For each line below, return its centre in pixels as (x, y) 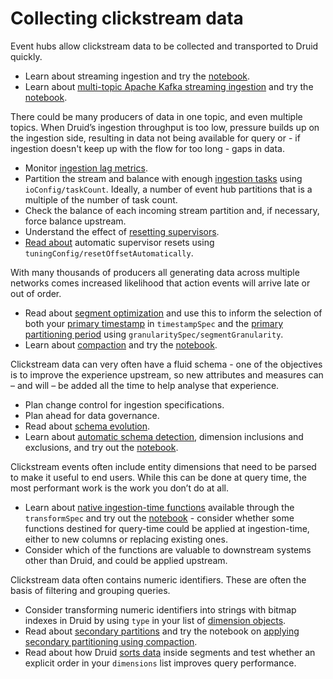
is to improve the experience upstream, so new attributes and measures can (167, 374)
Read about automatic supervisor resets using (119, 242)
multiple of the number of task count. (101, 199)
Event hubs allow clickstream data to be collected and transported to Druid (164, 46)
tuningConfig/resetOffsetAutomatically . (109, 253)
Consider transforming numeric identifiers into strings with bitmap (160, 609)
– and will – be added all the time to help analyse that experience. (145, 385)
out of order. (36, 293)
